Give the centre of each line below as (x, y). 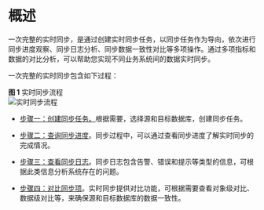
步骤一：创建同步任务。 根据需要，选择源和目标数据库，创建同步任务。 (133, 118)
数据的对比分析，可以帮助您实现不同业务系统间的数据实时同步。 (111, 59)
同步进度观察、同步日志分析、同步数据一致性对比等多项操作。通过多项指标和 (132, 49)
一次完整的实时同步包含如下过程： (63, 75)
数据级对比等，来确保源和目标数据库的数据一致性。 (102, 197)
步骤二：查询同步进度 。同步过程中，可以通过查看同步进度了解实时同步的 (136, 135)
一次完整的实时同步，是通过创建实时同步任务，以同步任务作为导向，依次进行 (132, 39)
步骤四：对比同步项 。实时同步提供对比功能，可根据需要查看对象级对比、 (136, 188)
